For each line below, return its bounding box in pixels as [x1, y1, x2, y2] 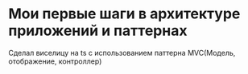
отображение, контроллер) [8, 56, 102, 66]
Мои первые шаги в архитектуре [8, 5, 241, 23]
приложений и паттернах [8, 21, 188, 40]
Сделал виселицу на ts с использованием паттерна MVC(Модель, [8, 48, 236, 57]
